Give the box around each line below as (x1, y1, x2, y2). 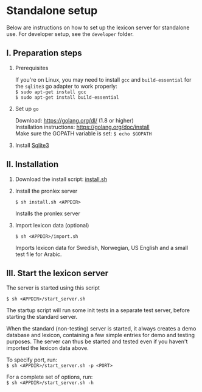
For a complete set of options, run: (6, 373, 93, 381)
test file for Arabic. (15, 251, 62, 258)
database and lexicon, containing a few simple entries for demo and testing (6, 332, 195, 339)
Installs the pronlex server (15, 210, 80, 217)
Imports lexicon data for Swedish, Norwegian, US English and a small (15, 244, 189, 251)
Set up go (15, 105, 39, 112)
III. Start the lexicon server (6, 268, 109, 278)
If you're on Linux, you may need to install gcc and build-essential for (15, 76, 192, 83)
